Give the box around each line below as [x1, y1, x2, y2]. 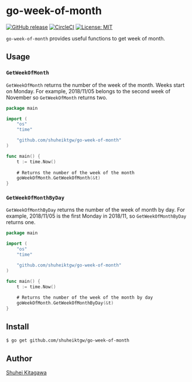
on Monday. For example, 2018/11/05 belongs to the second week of [6, 87, 171, 94]
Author [6, 354, 32, 363]
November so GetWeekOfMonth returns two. [6, 94, 108, 101]
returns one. [6, 219, 36, 226]
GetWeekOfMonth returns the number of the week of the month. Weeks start [6, 81, 185, 89]
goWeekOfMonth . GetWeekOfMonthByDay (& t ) [16, 300, 114, 306]
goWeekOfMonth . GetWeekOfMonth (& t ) [16, 175, 101, 181]
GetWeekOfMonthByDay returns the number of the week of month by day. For [6, 207, 186, 214]
